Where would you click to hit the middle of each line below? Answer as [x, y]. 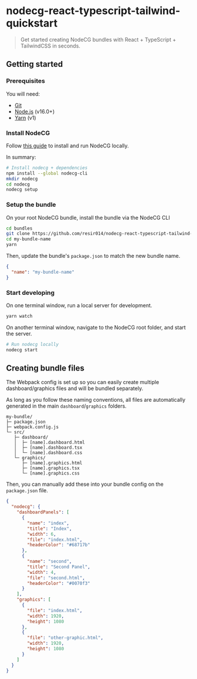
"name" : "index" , [48, 523]
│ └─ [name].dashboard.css [48, 453]
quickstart [32, 23]
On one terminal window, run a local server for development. [79, 305]
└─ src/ [16, 432]
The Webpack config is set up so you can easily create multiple [83, 382]
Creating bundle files [45, 368]
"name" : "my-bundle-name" [43, 272]
